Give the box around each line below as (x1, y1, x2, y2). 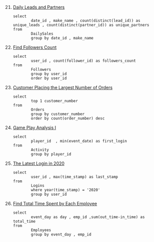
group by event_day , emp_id (31, 232, 92, 237)
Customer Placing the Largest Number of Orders (12, 85, 113, 90)
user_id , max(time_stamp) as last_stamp (31, 174, 119, 179)
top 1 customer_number (31, 99, 78, 104)
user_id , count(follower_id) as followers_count (31, 58, 136, 63)
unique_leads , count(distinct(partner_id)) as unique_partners (12, 22, 150, 27)
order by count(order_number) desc (31, 116, 105, 121)
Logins (31, 183, 45, 188)
